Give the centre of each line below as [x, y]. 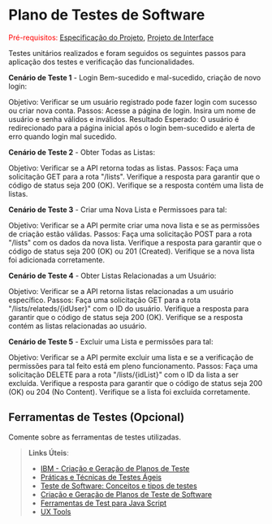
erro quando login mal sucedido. [63, 136]
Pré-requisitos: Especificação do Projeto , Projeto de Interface [111, 37]
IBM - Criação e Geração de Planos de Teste [115, 468]
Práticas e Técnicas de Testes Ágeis [101, 477]
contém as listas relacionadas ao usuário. [78, 326]
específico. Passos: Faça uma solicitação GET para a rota [105, 300]
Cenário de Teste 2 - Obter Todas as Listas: [82, 152]
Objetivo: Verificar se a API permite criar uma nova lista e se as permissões [134, 225]
